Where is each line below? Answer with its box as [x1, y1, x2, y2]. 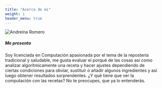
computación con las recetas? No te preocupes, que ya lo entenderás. [5, 78, 146, 84]
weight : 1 [5, 12, 25, 16]
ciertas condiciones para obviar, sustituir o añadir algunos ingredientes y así [5, 68, 158, 74]
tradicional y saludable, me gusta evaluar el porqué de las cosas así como [5, 57, 153, 63]
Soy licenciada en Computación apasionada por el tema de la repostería [5, 52, 149, 58]
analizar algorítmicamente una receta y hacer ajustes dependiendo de [5, 63, 145, 68]
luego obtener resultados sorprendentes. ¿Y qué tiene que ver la [5, 73, 134, 78]
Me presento [5, 40, 32, 46]
